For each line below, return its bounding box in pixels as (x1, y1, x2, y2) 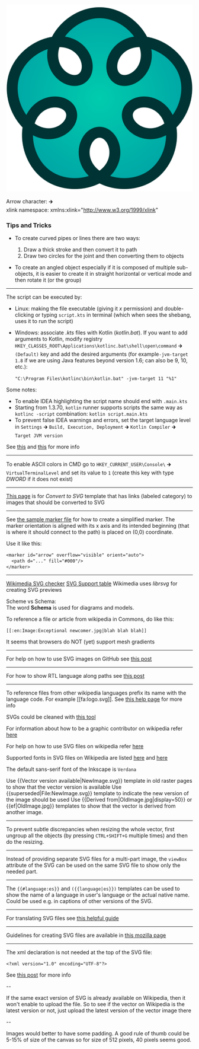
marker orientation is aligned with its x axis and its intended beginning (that (6, 522, 190, 530)
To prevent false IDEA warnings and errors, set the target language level (14, 417, 191, 424)
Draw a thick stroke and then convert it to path (23, 246, 137, 253)
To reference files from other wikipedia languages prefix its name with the (6, 690, 187, 697)
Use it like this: (6, 540, 42, 547)
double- (164, 305, 184, 313)
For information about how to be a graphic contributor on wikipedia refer (6, 725, 183, 732)
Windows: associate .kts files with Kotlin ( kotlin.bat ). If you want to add (14, 329, 188, 336)
